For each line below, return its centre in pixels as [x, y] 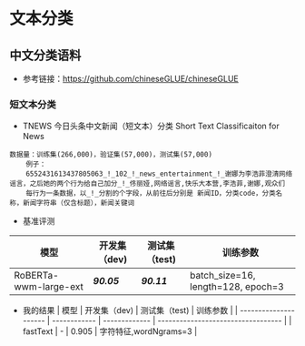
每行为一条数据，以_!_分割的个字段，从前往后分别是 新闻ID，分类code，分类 [151, 193]
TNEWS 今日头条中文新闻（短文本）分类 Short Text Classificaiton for [151, 126]
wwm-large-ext [49, 287]
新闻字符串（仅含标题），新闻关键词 [78, 203]
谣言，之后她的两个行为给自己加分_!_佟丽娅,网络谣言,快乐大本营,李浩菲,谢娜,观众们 [148, 184]
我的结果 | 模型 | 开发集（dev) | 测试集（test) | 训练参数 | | [130, 310]
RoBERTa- [36, 276]
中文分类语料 [45, 55]
